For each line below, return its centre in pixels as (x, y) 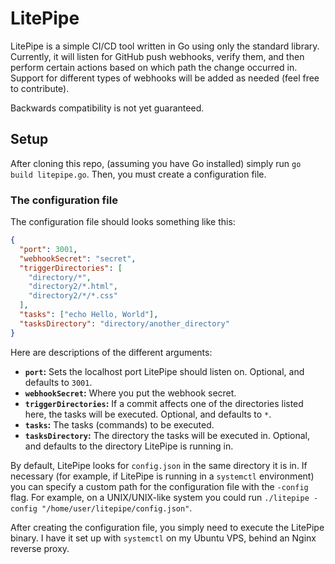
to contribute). (40, 88)
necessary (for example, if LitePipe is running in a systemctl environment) (162, 476)
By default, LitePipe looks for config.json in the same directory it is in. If (159, 465)
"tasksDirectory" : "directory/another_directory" (124, 323)
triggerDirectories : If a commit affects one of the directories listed (164, 403)
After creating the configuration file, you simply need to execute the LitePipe (167, 527)
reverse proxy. (40, 548)
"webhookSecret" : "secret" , (78, 258)
